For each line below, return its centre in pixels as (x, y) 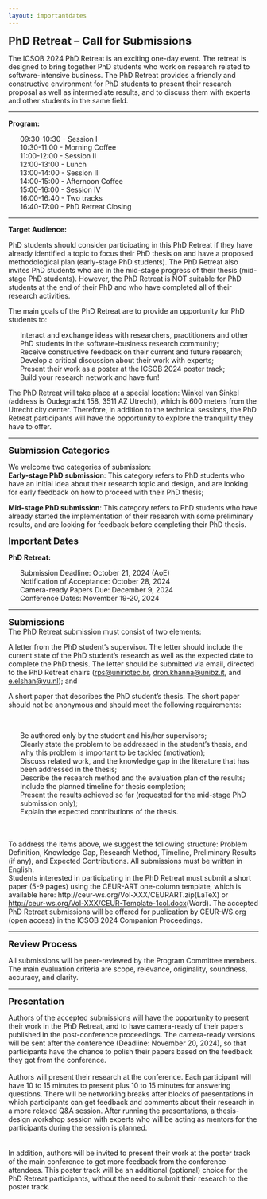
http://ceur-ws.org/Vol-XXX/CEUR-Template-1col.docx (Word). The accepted (133, 903)
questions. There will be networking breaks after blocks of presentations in (131, 1094)
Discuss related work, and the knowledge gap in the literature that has (134, 760)
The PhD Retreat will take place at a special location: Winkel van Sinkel (124, 393)
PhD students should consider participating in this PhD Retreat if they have (130, 244)
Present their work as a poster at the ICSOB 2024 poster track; (122, 369)
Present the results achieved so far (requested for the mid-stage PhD (133, 795)
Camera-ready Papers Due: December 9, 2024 (96, 589)
